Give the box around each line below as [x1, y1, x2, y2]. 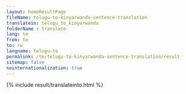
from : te [6, 37, 28, 43]
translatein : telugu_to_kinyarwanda [6, 20, 99, 26]
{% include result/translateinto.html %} [6, 81, 104, 89]
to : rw [6, 43, 23, 49]
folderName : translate [6, 25, 67, 32]
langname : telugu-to [6, 48, 59, 54]
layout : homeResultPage [6, 8, 67, 15]
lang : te [6, 31, 28, 37]
